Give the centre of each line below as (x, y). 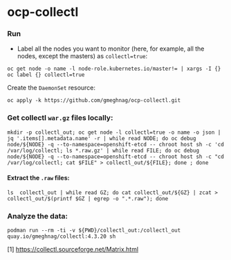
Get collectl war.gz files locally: (60, 118)
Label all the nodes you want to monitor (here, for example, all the (111, 49)
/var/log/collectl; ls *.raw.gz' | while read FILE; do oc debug (103, 150)
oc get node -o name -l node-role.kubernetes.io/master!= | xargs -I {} (114, 69)
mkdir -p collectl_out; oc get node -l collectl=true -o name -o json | (114, 132)
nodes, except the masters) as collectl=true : (82, 56)
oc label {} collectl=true (46, 75)
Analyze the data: (37, 216)
